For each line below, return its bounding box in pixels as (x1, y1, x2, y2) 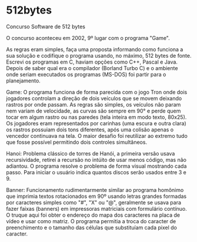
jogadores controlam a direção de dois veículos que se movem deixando (6, 95, 182, 102)
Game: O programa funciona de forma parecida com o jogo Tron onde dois (6, 88, 188, 95)
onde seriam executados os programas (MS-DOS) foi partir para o (6, 71, 166, 78)
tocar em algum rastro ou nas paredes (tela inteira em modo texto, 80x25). (6, 113, 187, 121)
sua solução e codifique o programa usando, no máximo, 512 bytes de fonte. (6, 52, 192, 59)
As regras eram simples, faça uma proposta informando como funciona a (6, 45, 183, 53)
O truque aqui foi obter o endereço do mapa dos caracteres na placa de (6, 211, 181, 218)
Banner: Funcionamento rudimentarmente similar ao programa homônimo (6, 186, 184, 193)
